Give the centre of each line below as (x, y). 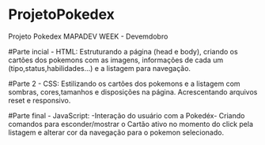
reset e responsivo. (40, 100)
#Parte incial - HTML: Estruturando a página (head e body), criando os (123, 51)
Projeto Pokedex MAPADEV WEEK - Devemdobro (88, 36)
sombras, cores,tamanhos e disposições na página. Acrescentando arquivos (133, 91)
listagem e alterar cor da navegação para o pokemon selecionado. (116, 132)
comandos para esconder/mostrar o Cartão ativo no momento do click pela (131, 124)
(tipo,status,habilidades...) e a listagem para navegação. (100, 68)
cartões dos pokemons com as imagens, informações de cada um (116, 60)
